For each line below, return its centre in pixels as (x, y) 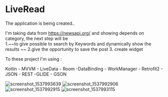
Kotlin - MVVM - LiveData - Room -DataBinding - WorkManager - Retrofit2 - (84, 69)
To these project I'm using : (34, 59)
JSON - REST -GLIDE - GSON (36, 74)
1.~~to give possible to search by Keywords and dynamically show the (78, 43)
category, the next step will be (37, 38)
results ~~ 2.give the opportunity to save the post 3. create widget (74, 49)
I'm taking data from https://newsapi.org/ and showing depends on (75, 33)
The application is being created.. (40, 23)
